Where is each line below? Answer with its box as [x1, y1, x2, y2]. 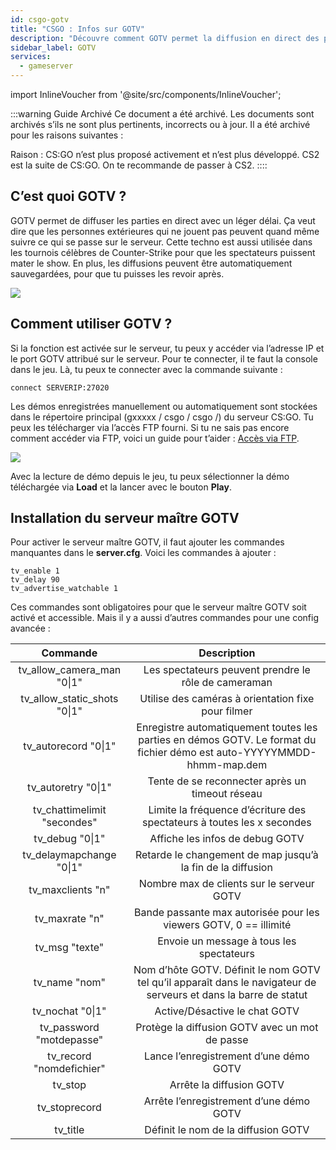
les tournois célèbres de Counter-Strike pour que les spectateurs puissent [10, 246, 316, 258]
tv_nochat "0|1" [32, 1004, 107, 1018]
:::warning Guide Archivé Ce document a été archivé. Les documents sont [10, 108, 315, 120]
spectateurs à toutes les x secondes [142, 816, 312, 830]
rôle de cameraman [181, 676, 273, 690]
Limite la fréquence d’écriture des [148, 803, 307, 817]
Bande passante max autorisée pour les [134, 906, 320, 920]
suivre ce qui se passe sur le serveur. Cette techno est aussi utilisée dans [10, 236, 313, 248]
